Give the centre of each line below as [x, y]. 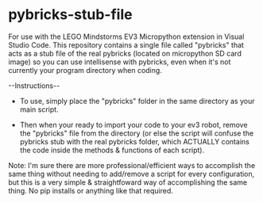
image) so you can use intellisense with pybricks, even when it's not [120, 62]
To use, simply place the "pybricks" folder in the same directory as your [137, 101]
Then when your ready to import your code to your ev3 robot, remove [133, 124]
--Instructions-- [34, 86]
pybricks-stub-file [70, 15]
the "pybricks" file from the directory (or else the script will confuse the [137, 133]
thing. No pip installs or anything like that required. [91, 190]
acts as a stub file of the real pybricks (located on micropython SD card [125, 53]
